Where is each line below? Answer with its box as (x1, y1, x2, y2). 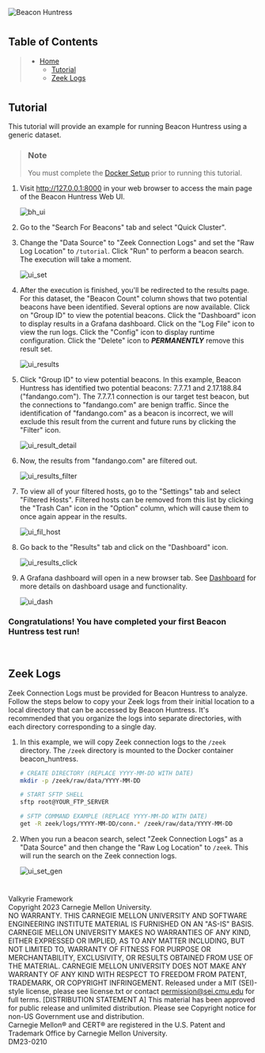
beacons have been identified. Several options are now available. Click (19, 301, 251, 312)
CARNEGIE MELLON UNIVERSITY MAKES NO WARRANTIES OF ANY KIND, (8, 928, 252, 937)
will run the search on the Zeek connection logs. (19, 850, 177, 860)
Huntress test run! (8, 626, 80, 637)
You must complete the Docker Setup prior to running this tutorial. (27, 168, 243, 177)
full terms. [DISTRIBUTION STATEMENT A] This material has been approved (8, 995, 256, 1005)
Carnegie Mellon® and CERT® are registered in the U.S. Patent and (8, 1021, 225, 1030)
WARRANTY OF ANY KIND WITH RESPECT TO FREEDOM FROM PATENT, (8, 970, 248, 979)
